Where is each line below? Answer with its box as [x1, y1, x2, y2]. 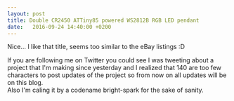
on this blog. [7, 79, 44, 87]
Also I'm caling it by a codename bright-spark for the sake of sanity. [7, 86, 204, 95]
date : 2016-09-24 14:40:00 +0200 [7, 23, 112, 30]
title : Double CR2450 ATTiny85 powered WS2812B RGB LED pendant [7, 17, 200, 24]
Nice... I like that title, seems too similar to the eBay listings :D [7, 43, 185, 51]
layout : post [7, 10, 46, 18]
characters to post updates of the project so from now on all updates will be [7, 71, 227, 79]
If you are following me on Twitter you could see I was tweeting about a [7, 56, 214, 65]
